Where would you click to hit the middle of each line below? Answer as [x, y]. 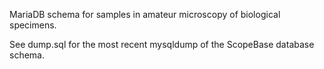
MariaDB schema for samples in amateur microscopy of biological [145, 14]
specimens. [33, 25]
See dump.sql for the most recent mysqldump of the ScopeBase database [162, 44]
